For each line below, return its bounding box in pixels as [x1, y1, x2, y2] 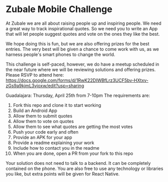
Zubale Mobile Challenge [6, 4, 113, 15]
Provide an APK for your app [13, 134, 72, 140]
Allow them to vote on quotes [13, 118, 74, 124]
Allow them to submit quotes [13, 112, 72, 119]
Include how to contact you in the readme [13, 145, 100, 151]
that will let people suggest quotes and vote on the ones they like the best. [6, 31, 160, 37]
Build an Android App [13, 107, 57, 113]
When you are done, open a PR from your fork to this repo [13, 150, 133, 156]
